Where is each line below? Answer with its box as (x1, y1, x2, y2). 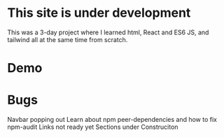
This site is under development (7, 5, 191, 21)
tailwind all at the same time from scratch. (7, 35, 128, 43)
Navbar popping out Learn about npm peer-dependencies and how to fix (7, 116, 217, 124)
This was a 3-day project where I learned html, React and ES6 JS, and (7, 28, 209, 36)
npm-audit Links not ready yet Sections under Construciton (7, 123, 178, 131)
